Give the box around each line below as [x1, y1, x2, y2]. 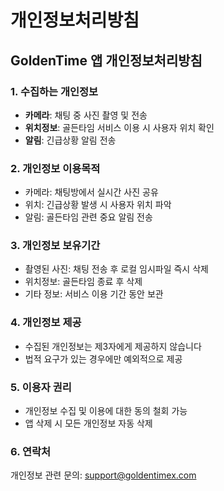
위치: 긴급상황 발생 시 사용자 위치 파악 [24, 199, 172, 211]
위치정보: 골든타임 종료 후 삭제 [24, 276, 143, 288]
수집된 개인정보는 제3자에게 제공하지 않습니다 [24, 340, 202, 352]
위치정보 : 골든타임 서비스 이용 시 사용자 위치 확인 [24, 121, 215, 133]
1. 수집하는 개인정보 [10, 84, 99, 98]
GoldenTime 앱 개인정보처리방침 [10, 52, 203, 69]
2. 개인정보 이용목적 [10, 161, 101, 175]
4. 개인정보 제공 [10, 316, 82, 330]
